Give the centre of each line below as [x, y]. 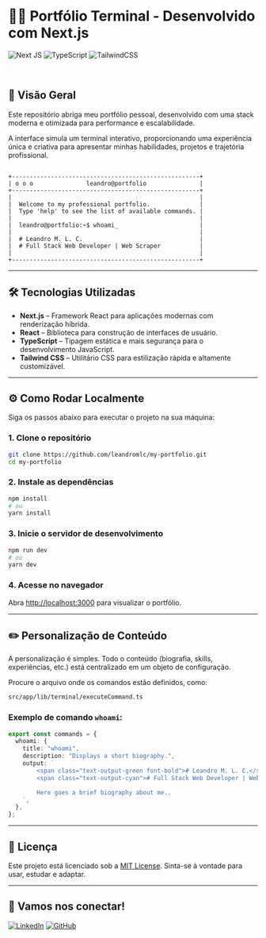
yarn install [30, 513]
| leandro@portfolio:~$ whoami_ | [106, 225]
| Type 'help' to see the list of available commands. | [106, 211]
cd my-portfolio [35, 462]
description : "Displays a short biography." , [99, 756]
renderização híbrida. [55, 324]
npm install [28, 499]
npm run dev [28, 550]
